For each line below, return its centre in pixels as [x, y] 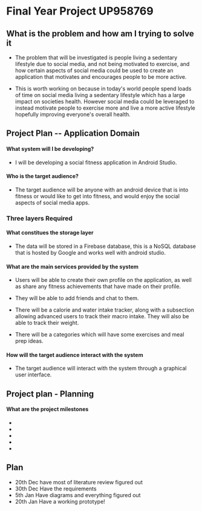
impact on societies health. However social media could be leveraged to [105, 102]
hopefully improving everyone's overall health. [73, 114]
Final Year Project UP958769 [80, 11]
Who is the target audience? [42, 176]
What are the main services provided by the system [73, 266]
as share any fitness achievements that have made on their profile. [98, 287]
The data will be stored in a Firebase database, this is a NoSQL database [106, 246]
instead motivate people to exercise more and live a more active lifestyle [105, 108]
